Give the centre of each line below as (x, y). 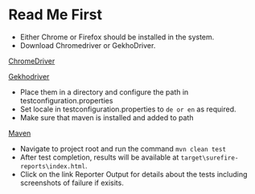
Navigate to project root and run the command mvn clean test (123, 148)
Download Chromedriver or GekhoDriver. (88, 45)
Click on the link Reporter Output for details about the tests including (134, 174)
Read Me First (56, 15)
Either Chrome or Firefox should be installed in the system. (117, 37)
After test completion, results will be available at (99, 157)
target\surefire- (210, 158)
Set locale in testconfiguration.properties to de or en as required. (128, 109)
